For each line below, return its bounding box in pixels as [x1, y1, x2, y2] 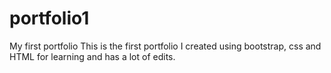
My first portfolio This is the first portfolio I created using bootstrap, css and [9, 40, 322, 52]
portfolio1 [9, 7, 90, 30]
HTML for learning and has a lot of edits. [9, 50, 176, 62]
